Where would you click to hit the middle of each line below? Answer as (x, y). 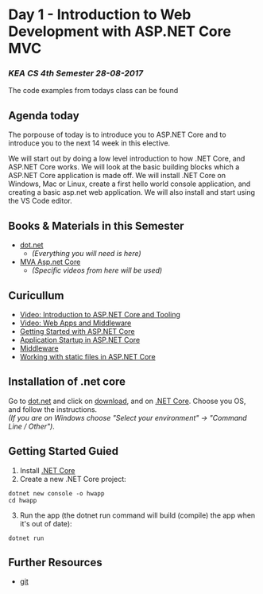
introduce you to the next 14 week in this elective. (89, 143)
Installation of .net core (67, 382)
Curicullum (36, 295)
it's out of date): (46, 523)
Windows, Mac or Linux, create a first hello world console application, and (130, 184)
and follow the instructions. (53, 409)
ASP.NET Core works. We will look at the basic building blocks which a (124, 167)
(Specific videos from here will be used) (97, 270)
